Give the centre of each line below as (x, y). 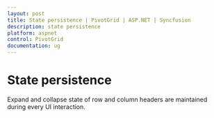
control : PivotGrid (35, 40)
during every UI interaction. (46, 107)
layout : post (26, 14)
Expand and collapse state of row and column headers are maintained (107, 99)
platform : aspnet (32, 33)
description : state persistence (54, 26)
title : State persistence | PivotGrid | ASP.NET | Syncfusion (99, 20)
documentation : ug (34, 46)
